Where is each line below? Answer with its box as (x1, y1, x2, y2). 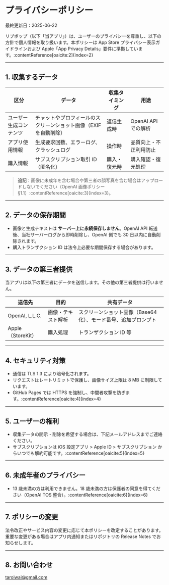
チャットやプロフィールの (35, 114, 96, 121)
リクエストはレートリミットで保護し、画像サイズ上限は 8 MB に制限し (12, 377, 158, 383)
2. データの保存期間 (5, 211, 66, 220)
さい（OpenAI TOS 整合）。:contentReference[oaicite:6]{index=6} (12, 492, 148, 498)
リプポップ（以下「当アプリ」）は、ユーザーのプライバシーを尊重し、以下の (5, 33, 162, 39)
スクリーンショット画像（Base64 (78, 309, 157, 316)
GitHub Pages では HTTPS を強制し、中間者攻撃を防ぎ (12, 389, 126, 396)
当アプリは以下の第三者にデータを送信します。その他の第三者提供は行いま (5, 279, 159, 285)
